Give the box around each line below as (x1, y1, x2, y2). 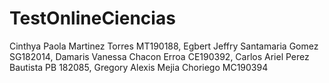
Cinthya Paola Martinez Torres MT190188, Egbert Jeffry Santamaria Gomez (9, 40, 319, 52)
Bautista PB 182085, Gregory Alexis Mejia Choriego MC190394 (9, 61, 269, 73)
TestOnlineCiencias (9, 7, 176, 30)
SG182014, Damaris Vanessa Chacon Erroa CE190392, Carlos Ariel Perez (9, 50, 310, 62)
